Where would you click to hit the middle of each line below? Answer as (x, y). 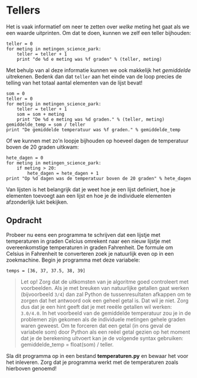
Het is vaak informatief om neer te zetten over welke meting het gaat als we (98, 27)
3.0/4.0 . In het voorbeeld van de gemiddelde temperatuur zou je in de (106, 313)
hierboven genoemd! (32, 368)
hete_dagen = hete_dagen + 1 (63, 173)
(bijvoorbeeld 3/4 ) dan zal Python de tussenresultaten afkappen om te (106, 294)
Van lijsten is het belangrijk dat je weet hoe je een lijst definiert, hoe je (91, 189)
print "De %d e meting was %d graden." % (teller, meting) (91, 119)
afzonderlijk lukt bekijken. (37, 202)
